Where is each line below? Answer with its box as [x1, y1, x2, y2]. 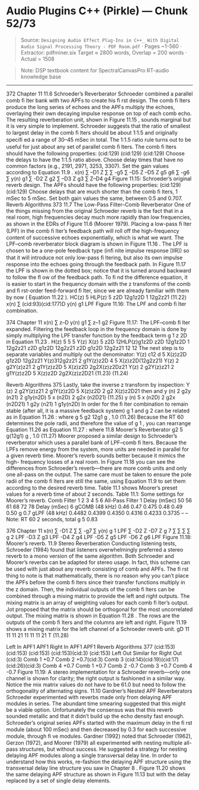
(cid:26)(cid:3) [6, 662, 41, 669]
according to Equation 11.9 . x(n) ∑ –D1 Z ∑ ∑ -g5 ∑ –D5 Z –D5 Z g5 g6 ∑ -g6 [6, 168, 190, 176]
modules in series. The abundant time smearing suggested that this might [6, 700, 186, 707]
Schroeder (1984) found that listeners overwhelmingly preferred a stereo [6, 546, 184, 553]
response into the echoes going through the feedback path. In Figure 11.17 [6, 260, 187, 267]
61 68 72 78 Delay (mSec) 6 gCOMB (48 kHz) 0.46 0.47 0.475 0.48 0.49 [6, 503, 182, 510]
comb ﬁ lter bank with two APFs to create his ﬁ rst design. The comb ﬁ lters [6, 97, 191, 104]
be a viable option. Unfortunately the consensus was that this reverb [6, 706, 174, 713]
